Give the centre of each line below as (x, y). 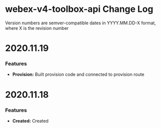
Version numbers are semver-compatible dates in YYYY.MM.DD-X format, (80, 23)
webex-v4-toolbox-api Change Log (79, 9)
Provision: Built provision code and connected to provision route (78, 74)
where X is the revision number (37, 28)
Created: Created (30, 121)
